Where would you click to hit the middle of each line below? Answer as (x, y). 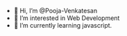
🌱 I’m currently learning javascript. (63, 25)
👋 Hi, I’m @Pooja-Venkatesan (56, 11)
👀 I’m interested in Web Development (67, 18)
